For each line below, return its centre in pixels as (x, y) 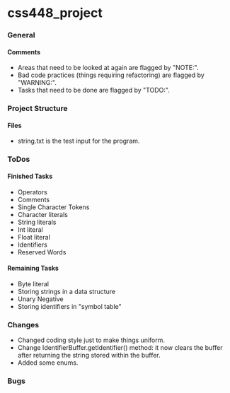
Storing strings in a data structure (67, 291)
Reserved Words (42, 252)
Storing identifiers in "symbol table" (69, 306)
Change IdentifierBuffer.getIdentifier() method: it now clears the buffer (120, 348)
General (21, 35)
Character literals (43, 214)
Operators (32, 192)
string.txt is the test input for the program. (79, 141)
